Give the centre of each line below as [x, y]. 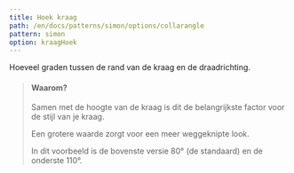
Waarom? [49, 87]
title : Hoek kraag [43, 17]
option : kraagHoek [43, 42]
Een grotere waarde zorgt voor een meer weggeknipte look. [140, 134]
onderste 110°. [56, 161]
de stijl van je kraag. [68, 117]
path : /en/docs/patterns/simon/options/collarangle [107, 26]
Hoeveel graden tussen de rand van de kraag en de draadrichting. [130, 67]
